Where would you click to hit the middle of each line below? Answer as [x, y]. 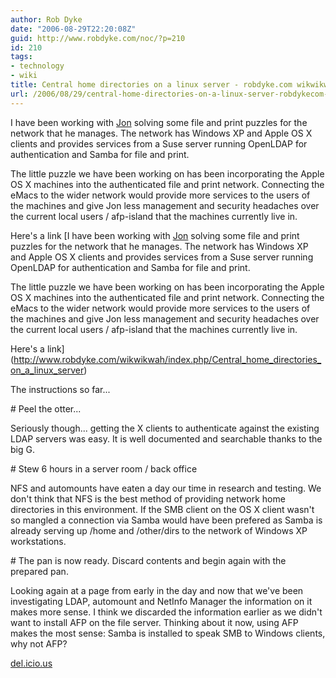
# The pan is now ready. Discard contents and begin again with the [148, 560]
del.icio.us [31, 663]
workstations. [38, 541]
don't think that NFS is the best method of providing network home [148, 498]
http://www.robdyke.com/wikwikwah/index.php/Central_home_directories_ [167, 359]
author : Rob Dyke [46, 19]
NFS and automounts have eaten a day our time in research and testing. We [166, 488]
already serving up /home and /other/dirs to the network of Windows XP [159, 530]
